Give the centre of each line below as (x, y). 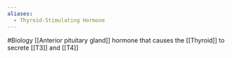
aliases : (20, 14)
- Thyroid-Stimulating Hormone (59, 20)
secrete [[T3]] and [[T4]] (43, 48)
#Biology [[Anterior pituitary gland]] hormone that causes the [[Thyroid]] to (116, 40)
